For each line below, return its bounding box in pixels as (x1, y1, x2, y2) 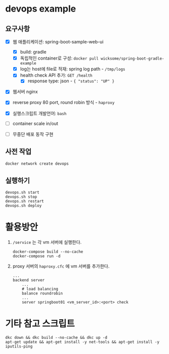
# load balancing (22, 286, 58, 292)
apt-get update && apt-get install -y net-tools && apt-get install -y (5, 339, 159, 345)
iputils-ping (5, 344, 33, 349)
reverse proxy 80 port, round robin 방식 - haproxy (12, 99, 115, 106)
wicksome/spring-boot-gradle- (100, 56, 164, 61)
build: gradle (20, 49, 47, 55)
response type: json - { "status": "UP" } (27, 78, 115, 84)
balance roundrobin (22, 291, 63, 296)
